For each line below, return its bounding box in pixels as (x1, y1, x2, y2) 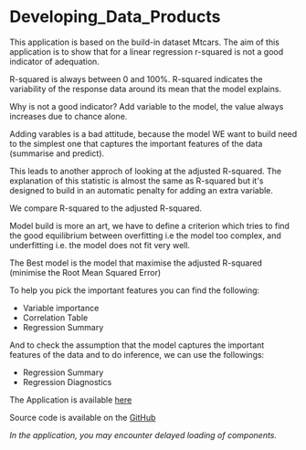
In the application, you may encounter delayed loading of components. (9, 429, 277, 440)
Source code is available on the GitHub (9, 412, 156, 423)
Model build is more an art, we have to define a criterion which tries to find (9, 220, 290, 231)
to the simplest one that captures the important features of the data (9, 138, 263, 149)
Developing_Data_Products (9, 6, 221, 27)
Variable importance (22, 302, 100, 313)
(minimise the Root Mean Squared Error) (9, 267, 162, 277)
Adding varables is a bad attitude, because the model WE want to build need (9, 128, 298, 139)
